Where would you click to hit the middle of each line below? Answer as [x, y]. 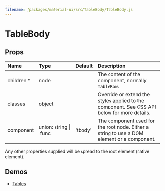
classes [16, 104]
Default [84, 66]
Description [111, 66]
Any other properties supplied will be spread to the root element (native [77, 151]
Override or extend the [124, 94]
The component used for [126, 121]
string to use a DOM [121, 133]
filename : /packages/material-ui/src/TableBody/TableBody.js [69, 10]
